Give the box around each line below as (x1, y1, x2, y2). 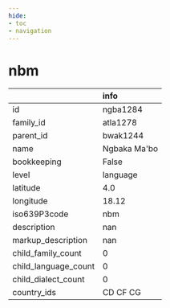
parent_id (12, 130, 48, 142)
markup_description (12, 235, 88, 246)
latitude (12, 183, 41, 194)
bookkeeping (12, 156, 62, 167)
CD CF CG (102, 287, 142, 298)
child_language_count (12, 261, 95, 272)
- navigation (8, 27, 52, 35)
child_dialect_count (12, 274, 85, 285)
